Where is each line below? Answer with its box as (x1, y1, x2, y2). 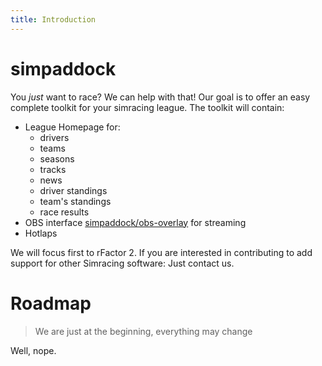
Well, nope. (10, 344, 57, 356)
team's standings (39, 195, 112, 207)
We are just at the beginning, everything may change (34, 325, 253, 337)
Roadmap (10, 292, 92, 315)
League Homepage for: (24, 121, 121, 133)
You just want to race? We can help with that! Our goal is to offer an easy (10, 91, 311, 103)
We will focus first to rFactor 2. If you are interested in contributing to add (10, 246, 313, 258)
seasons (39, 152, 75, 165)
